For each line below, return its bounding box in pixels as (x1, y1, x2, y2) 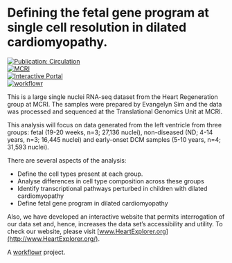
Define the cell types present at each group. (17, 170, 143, 178)
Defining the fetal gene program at (7, 5, 210, 21)
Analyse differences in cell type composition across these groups (17, 176, 204, 185)
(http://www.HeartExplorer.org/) (7, 234, 98, 243)
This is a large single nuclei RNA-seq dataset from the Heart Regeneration (7, 92, 218, 101)
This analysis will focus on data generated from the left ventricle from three (7, 120, 222, 129)
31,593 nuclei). (7, 143, 50, 151)
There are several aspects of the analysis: (7, 156, 127, 164)
